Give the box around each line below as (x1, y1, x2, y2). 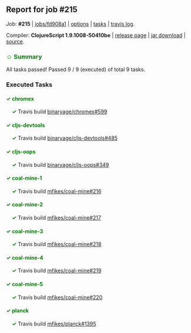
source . (6, 38, 25, 45)
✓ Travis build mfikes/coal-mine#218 (11, 241, 102, 248)
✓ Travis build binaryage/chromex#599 (11, 108, 108, 115)
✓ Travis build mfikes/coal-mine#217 (11, 214, 102, 221)
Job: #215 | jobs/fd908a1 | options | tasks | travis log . (6, 20, 135, 27)
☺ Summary (6, 52, 42, 60)
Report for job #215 (6, 5, 78, 15)
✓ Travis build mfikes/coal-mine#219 (11, 267, 102, 274)
